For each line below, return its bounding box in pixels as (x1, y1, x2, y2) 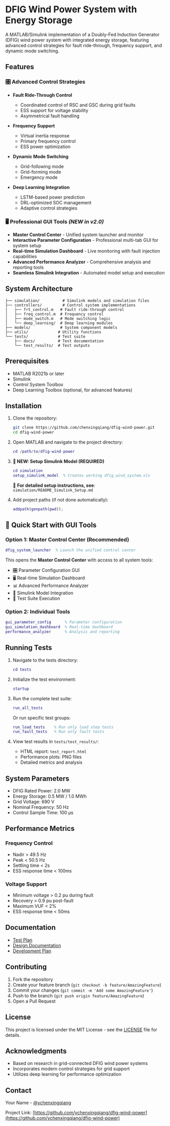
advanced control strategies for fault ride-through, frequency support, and (5, 42, 162, 48)
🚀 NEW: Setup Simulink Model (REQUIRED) (12, 458, 105, 464)
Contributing (5, 963, 47, 971)
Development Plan (12, 948, 52, 954)
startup (12, 686, 29, 691)
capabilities (12, 253, 37, 259)
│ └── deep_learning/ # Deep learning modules (5, 320, 113, 326)
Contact (5, 1086, 32, 1095)
